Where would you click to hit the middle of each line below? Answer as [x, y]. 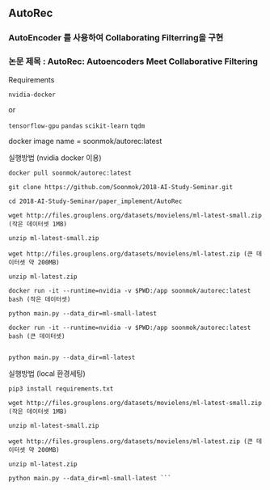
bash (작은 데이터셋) [40, 299]
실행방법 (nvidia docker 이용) [55, 158]
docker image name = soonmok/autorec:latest [85, 141]
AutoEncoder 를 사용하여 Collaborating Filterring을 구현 [116, 38]
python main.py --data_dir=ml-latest [72, 357]
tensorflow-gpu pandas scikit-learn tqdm [77, 126]
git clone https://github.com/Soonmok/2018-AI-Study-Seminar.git [120, 187]
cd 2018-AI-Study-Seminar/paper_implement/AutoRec [95, 201]
